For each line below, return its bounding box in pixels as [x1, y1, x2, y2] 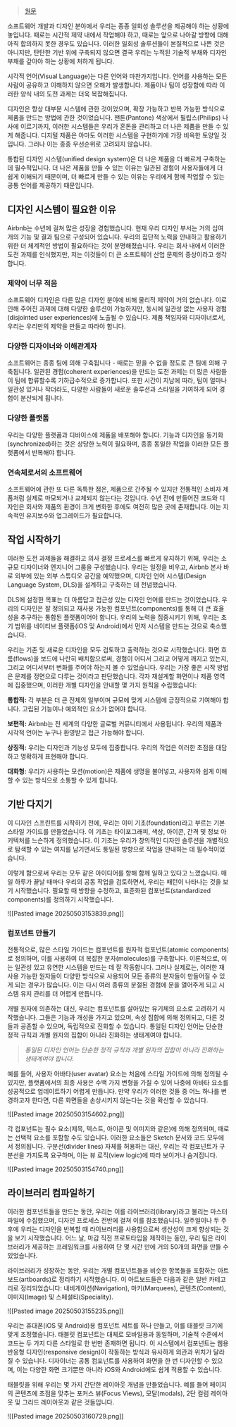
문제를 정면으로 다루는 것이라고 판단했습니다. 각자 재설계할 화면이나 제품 [14, 672, 213, 680]
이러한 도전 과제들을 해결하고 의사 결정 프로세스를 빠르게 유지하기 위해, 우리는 [7, 554, 220, 562]
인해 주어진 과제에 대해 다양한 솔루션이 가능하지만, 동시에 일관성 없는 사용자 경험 [7, 304, 228, 313]
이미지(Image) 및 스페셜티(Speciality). [7, 1292, 114, 1301]
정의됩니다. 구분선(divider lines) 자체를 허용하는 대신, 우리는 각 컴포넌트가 [14, 1142, 218, 1150]
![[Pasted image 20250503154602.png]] [7, 1109, 125, 1118]
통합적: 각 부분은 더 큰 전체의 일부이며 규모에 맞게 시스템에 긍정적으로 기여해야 [7, 695, 222, 704]
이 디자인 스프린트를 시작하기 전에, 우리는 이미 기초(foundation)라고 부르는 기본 [7, 818, 225, 827]
